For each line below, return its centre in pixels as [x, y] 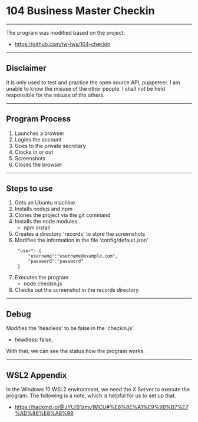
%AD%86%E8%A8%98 [44, 413]
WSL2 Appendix [37, 375]
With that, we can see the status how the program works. [76, 351]
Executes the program [42, 278]
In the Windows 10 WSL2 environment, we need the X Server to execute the [98, 389]
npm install [37, 228]
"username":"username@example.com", [73, 256]
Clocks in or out [34, 152]
